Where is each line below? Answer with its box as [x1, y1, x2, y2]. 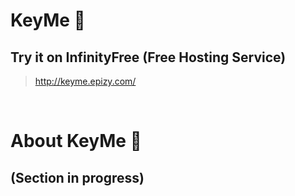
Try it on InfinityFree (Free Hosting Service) [10, 49, 287, 66]
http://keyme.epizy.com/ [34, 75, 137, 87]
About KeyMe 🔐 [10, 130, 142, 153]
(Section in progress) [10, 169, 145, 186]
